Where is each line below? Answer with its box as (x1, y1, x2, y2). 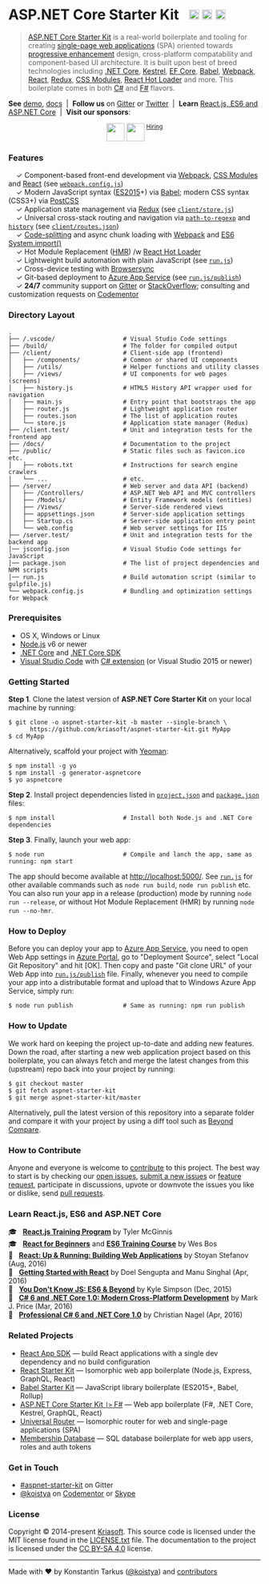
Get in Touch (8, 1461, 59, 1473)
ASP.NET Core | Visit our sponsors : (8, 107, 130, 117)
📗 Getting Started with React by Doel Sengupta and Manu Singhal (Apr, (8, 1268, 249, 1277)
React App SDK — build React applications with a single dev (19, 1348, 219, 1358)
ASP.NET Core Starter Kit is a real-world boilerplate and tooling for (27, 32, 248, 42)
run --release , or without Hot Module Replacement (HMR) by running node (8, 897, 255, 907)
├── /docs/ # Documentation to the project (8, 440, 231, 448)
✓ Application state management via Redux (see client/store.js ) (15, 204, 235, 214)
